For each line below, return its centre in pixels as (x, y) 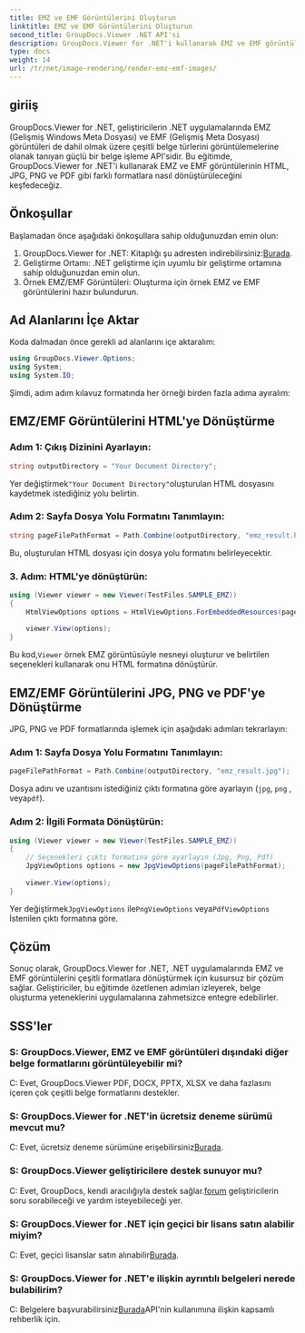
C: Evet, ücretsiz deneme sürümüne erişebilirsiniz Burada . (117, 1147)
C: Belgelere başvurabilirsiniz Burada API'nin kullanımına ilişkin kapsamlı (142, 1309)
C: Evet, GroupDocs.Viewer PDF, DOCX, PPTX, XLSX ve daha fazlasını (141, 1083)
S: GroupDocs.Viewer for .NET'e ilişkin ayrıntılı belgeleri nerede (152, 1279)
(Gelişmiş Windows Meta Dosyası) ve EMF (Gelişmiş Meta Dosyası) (135, 136)
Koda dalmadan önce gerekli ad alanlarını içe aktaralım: (113, 342)
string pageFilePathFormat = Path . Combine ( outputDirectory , (126, 535)
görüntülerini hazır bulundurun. (80, 291)
